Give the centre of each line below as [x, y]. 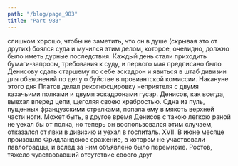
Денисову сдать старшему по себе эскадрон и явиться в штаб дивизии [117, 71]
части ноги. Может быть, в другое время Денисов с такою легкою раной [119, 116]
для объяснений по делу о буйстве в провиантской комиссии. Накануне [118, 78]
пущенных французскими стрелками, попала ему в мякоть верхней [111, 109]
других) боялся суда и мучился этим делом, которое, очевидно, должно [118, 48]
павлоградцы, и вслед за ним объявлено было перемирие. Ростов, [110, 147]
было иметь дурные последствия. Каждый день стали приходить [107, 56]
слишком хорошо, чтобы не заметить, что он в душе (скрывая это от [113, 41]
